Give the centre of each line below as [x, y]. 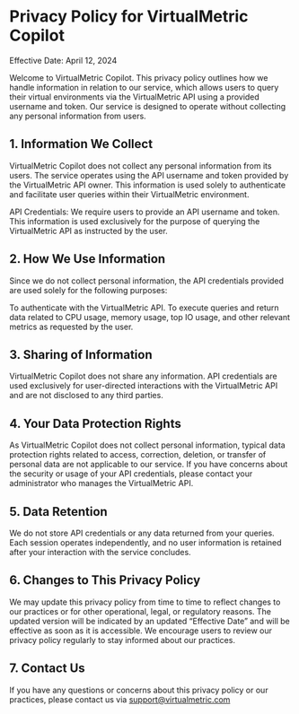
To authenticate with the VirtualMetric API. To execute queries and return [145, 308]
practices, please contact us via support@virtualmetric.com [120, 699]
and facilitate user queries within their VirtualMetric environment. [129, 194]
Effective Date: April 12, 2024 [63, 60]
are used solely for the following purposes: [88, 290]
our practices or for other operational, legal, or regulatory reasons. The [141, 611]
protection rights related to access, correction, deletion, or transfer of [138, 455]
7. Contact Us [47, 669]
